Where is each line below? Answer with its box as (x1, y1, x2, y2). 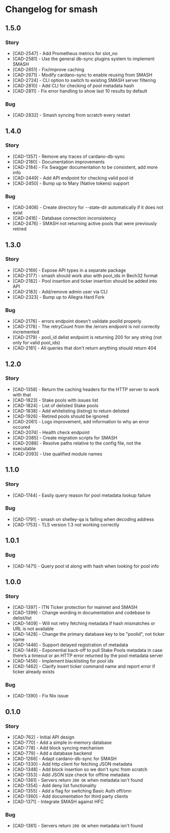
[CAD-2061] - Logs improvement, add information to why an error (12, 418, 149, 424)
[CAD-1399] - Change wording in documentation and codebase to (12, 609, 151, 616)
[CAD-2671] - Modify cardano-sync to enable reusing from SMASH (12, 72, 153, 78)
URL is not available (12, 626, 54, 632)
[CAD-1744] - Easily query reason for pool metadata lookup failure (12, 492, 151, 498)
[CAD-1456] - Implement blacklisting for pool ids (12, 658, 114, 664)
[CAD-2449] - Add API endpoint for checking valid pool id (12, 174, 134, 181)
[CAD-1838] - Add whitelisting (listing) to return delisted (12, 408, 130, 414)
